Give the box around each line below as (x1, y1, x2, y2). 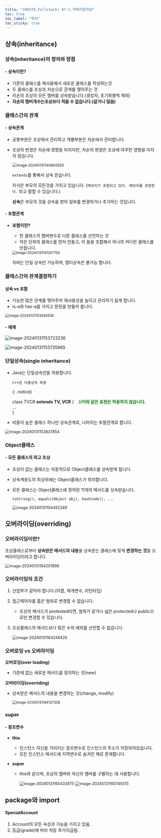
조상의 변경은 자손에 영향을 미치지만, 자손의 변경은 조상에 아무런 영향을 (12, 147, 145, 153)
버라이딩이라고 (5, 553, 33, 559)
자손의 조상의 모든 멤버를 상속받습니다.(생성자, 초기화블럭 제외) (12, 92, 131, 98)
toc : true (5, 12, 25, 17)
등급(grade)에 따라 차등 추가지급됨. (12, 827, 79, 833)
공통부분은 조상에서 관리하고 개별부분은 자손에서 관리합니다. (12, 137, 125, 142)
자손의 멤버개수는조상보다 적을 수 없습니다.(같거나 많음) (12, 98, 116, 104)
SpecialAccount (5, 810, 38, 816)
